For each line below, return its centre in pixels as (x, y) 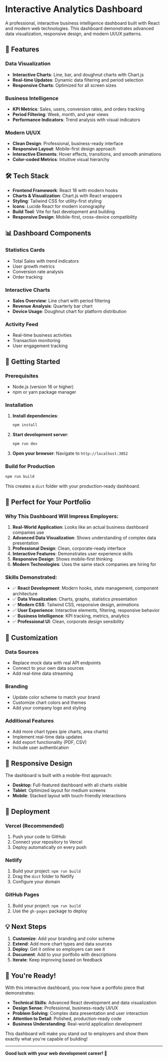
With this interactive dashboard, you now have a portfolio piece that (75, 988)
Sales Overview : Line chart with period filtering (61, 301)
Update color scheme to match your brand (56, 697)
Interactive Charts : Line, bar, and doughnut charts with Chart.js (78, 75)
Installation (19, 405)
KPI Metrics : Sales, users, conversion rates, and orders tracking (78, 109)
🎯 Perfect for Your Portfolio (48, 502)
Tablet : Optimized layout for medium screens (59, 790)
